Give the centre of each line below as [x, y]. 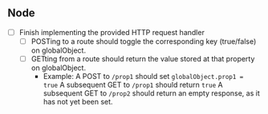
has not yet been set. [78, 102]
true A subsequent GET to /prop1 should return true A [133, 85]
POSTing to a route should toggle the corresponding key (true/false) [144, 41]
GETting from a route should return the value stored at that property [143, 58]
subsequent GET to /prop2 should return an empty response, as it [151, 93]
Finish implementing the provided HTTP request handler [112, 32]
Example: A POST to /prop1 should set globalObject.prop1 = [143, 76]
